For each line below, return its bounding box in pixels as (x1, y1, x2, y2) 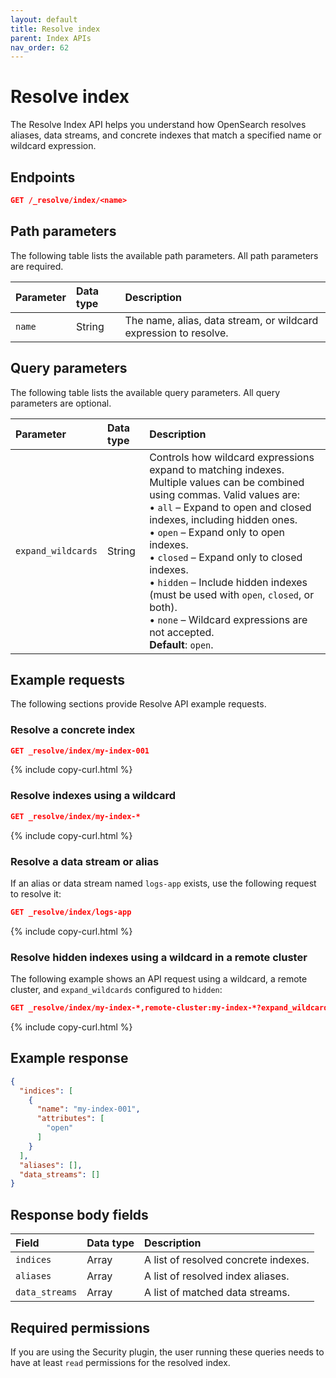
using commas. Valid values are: (149, 487, 300, 501)
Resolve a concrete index (10, 723, 136, 737)
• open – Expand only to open (149, 525, 286, 539)
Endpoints (10, 169, 76, 186)
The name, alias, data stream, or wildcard (124, 313, 319, 327)
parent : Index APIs (10, 33, 92, 43)
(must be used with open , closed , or (149, 587, 315, 601)
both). (149, 600, 178, 614)
